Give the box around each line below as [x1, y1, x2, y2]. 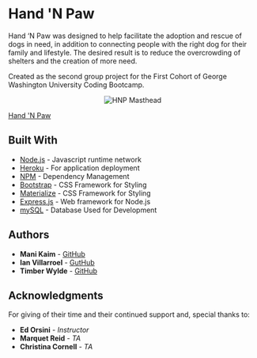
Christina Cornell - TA [19, 342, 93, 352]
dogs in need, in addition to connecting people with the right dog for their [8, 39, 248, 48]
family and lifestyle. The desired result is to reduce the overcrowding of [8, 48, 241, 57]
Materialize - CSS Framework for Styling [19, 188, 152, 198]
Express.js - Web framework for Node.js [19, 196, 151, 206]
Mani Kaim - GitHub [19, 249, 85, 258]
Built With [8, 134, 58, 147]
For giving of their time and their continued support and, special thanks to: [8, 310, 251, 319]
